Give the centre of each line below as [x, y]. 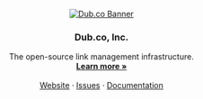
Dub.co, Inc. [101, 37]
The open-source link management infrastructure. [101, 57]
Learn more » [101, 67]
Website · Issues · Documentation [101, 85]
